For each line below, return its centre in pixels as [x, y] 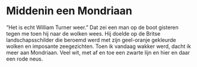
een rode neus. [25, 59]
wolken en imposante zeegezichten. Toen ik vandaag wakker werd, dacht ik [99, 46]
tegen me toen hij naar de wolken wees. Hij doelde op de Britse [83, 33]
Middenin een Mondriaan [69, 11]
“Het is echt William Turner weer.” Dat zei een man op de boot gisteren [93, 27]
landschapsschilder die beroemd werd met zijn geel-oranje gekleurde [91, 40]
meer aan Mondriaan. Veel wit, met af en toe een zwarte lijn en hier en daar [98, 52]
